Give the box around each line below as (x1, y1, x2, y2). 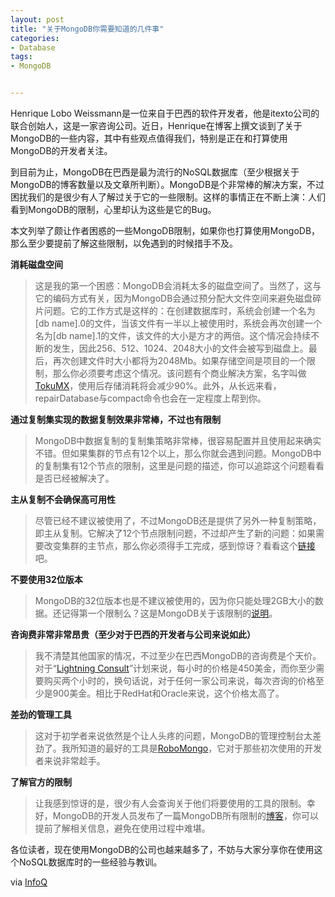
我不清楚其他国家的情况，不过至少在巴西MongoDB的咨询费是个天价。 (34, 650, 322, 661)
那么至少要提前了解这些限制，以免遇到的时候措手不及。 (10, 237, 238, 249)
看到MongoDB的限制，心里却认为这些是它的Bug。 (10, 204, 217, 215)
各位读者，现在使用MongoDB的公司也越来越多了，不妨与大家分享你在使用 (10, 844, 315, 855)
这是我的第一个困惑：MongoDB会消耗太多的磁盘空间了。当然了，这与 (34, 280, 322, 291)
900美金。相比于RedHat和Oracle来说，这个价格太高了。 (52, 687, 285, 699)
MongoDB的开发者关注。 (10, 145, 113, 156)
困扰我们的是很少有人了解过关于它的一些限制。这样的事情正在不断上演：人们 (10, 191, 326, 203)
